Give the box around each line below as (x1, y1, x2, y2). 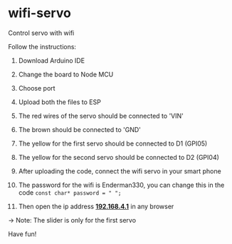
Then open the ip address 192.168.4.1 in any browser (18, 202, 174, 210)
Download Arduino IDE (18, 56, 85, 65)
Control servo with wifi (8, 29, 75, 37)
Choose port (18, 83, 56, 92)
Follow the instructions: (8, 42, 77, 51)
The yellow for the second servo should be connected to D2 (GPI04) (18, 153, 220, 161)
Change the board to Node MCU (18, 70, 114, 78)
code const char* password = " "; (18, 188, 122, 197)
